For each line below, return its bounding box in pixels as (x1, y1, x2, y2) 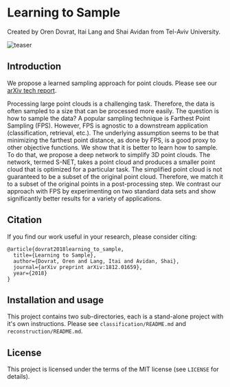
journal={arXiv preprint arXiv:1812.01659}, (13, 263, 143, 270)
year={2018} (13, 270, 48, 277)
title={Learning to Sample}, (13, 252, 97, 259)
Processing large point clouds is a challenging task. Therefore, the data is (7, 99, 215, 108)
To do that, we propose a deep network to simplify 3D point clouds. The (7, 150, 211, 159)
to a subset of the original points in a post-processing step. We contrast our (7, 180, 221, 188)
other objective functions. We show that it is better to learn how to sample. (7, 143, 218, 152)
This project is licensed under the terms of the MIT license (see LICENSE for (7, 365, 220, 373)
